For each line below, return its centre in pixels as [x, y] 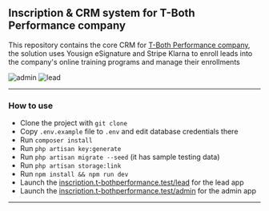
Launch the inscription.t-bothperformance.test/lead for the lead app [132, 182]
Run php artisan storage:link [70, 165]
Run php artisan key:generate [70, 149]
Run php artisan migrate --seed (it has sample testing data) [120, 157]
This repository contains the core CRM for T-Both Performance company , [129, 45]
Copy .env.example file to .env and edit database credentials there [129, 132]
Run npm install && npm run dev [74, 174]
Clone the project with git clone [74, 123]
